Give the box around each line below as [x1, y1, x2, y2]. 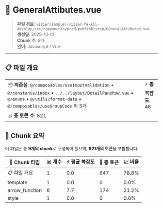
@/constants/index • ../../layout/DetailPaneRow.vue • [7, 89, 134, 96]
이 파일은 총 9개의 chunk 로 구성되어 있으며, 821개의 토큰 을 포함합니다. [5, 145, 139, 151]
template [7, 179, 28, 186]
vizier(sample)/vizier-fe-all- [36, 22, 99, 27]
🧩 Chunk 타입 [9, 159, 40, 166]
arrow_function [7, 187, 42, 193]
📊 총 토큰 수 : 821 [7, 112, 47, 119]
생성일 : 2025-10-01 [16, 31, 55, 37]
